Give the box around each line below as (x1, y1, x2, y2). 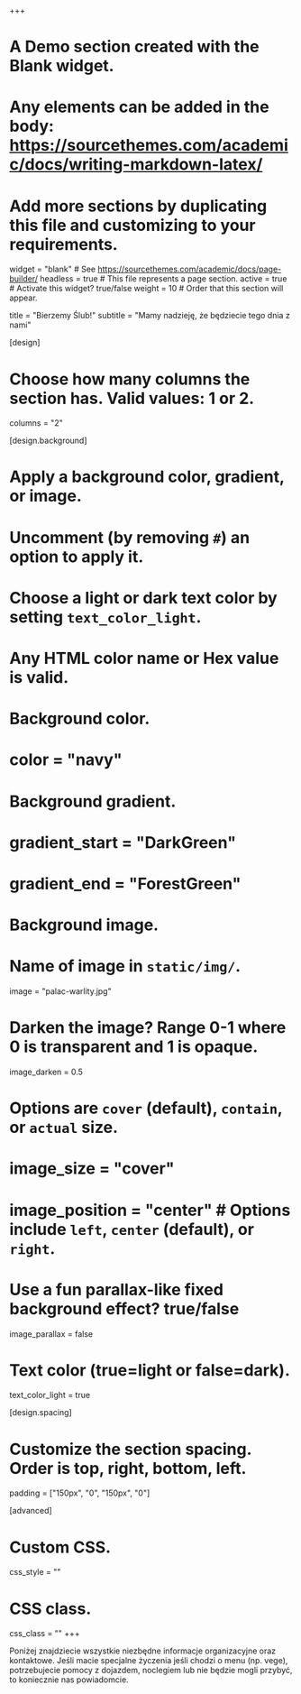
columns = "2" (9, 418, 63, 428)
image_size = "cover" (9, 1158, 175, 1179)
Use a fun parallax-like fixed (9, 1279, 223, 1300)
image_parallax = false (9, 1328, 94, 1340)
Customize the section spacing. (9, 1439, 252, 1459)
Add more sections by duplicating (9, 196, 268, 216)
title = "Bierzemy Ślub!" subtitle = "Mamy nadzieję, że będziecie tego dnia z (9, 310, 290, 321)
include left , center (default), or (9, 1219, 255, 1239)
